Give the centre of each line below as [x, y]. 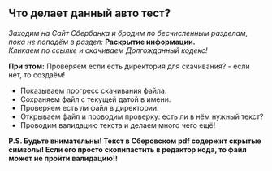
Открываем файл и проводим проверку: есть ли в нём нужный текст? [142, 116]
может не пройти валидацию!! [63, 158]
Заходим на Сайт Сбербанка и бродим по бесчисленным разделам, [128, 33]
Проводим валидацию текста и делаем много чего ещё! [118, 125]
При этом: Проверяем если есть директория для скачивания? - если [129, 66]
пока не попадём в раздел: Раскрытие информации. [102, 42]
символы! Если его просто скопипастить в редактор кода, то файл [127, 149]
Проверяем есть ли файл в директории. [90, 107]
